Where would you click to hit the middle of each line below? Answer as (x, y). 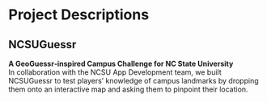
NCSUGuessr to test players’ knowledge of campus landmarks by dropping (133, 81)
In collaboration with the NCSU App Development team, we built (115, 72)
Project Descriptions (79, 15)
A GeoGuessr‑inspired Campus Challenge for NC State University (121, 63)
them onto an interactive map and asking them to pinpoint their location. (128, 89)
